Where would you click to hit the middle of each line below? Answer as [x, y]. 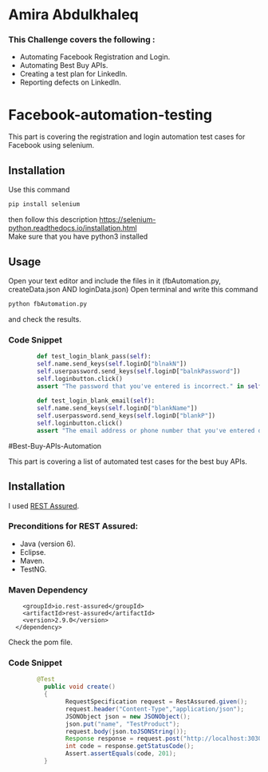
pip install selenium [44, 204]
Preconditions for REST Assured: [73, 526]
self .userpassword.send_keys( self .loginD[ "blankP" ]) [126, 416]
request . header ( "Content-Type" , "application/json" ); [155, 709]
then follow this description [53, 220]
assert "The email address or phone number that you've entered [146, 430]
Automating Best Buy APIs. [64, 65]
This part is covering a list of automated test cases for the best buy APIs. [128, 461]
